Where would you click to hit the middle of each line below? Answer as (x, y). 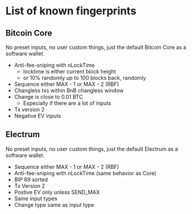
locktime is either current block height (70, 72)
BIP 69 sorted (31, 179)
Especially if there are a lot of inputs (67, 103)
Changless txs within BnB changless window (69, 90)
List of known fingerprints (71, 11)
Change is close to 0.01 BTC (48, 97)
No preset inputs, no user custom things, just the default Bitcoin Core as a (96, 47)
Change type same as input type (54, 204)
